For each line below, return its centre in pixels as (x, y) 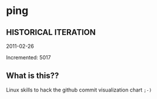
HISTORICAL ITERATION (51, 32)
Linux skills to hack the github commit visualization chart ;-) (79, 90)
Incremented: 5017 (28, 57)
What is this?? (33, 76)
